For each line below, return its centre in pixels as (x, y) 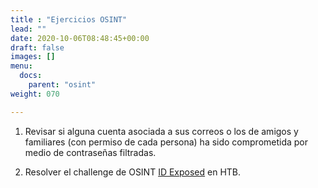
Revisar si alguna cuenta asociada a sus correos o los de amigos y (161, 131)
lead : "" (28, 29)
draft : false (37, 47)
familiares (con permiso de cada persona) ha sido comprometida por (166, 142)
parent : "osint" (62, 85)
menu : (21, 66)
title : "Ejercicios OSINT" (69, 19)
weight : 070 (35, 94)
